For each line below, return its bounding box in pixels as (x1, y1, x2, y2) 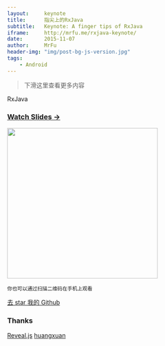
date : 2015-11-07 (7, 36, 76, 43)
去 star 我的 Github (7, 298, 60, 306)
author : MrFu (7, 42, 57, 49)
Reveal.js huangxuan (7, 332, 66, 340)
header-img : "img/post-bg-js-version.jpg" (7, 49, 131, 56)
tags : (7, 55, 23, 62)
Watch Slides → (7, 111, 60, 121)
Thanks (7, 316, 33, 325)
